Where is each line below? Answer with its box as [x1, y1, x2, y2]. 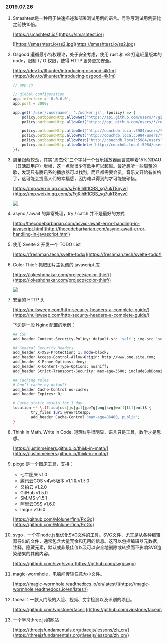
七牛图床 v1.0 [20, 471, 48, 477]
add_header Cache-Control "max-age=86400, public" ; [31, 414, 140, 420]
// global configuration [12, 92, 65, 97]
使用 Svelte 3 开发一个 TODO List [12, 241, 81, 247]
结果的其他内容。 [17, 550, 53, 556]
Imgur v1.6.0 [20, 506, 46, 512]
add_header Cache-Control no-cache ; [12, 387, 89, 392]
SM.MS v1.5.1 [20, 495, 47, 501]
